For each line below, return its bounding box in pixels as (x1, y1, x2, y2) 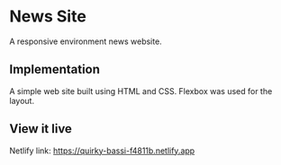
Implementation (9, 62, 101, 77)
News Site (9, 6, 87, 27)
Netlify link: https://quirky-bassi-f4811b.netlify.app (9, 145, 195, 156)
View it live (9, 121, 72, 136)
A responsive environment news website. (9, 36, 162, 47)
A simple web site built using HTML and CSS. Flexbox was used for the (9, 85, 273, 96)
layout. (9, 95, 34, 106)
